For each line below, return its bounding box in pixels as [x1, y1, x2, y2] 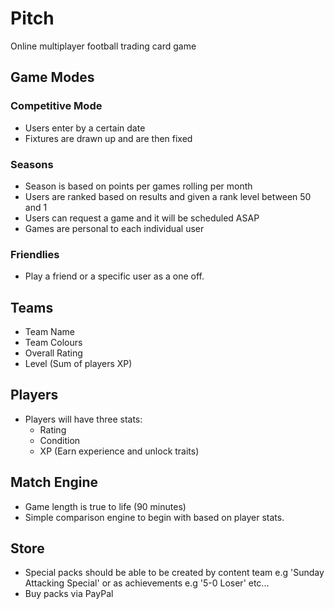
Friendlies [10, 247, 60, 261]
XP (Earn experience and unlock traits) [39, 445, 200, 457]
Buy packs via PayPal [24, 588, 114, 600]
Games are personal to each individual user [24, 222, 205, 234]
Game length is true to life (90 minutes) [24, 500, 187, 512]
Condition [39, 434, 81, 446]
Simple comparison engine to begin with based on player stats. [24, 511, 285, 523]
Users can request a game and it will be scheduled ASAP [24, 212, 260, 224]
